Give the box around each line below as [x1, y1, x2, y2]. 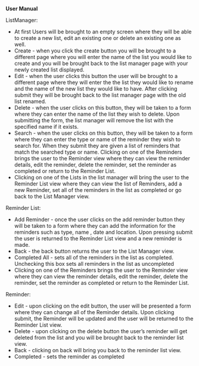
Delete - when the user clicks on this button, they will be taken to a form [14, 104, 191, 111]
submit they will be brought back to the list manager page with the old [14, 92, 186, 98]
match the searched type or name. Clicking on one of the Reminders [14, 148, 182, 156]
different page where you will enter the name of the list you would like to [14, 54, 192, 60]
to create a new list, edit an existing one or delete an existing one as [14, 35, 181, 41]
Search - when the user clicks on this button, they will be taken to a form [14, 129, 193, 137]
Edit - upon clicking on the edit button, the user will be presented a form [14, 302, 191, 309]
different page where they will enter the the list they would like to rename [14, 79, 194, 86]
